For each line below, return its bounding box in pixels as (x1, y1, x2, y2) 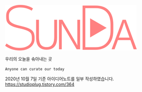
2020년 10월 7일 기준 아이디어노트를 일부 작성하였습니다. (5, 76, 114, 82)
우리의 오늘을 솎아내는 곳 (5, 56, 52, 62)
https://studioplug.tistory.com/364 (5, 81, 75, 87)
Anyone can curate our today (5, 67, 65, 71)
